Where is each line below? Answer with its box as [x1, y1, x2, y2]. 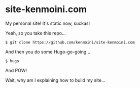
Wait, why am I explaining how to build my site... [5, 77, 106, 83]
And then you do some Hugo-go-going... [5, 49, 90, 55]
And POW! [5, 67, 27, 73]
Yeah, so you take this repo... [5, 30, 66, 36]
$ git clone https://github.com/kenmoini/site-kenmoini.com [5, 39, 135, 45]
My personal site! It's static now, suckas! [5, 20, 90, 26]
